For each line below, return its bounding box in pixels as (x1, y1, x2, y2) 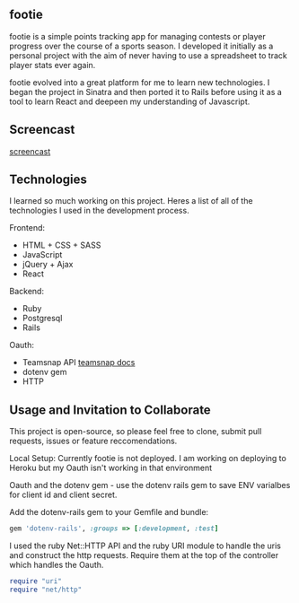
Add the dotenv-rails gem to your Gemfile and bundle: (9, 507, 209, 518)
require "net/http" (9, 585, 83, 594)
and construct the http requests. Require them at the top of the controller (9, 550, 279, 561)
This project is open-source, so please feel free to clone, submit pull (9, 426, 262, 437)
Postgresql (22, 313, 63, 324)
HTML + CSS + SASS (22, 240, 101, 250)
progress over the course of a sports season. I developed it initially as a (9, 40, 274, 51)
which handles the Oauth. (9, 560, 104, 571)
